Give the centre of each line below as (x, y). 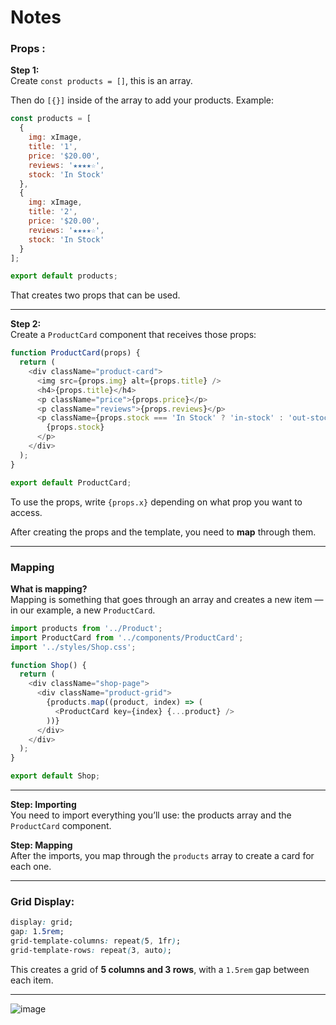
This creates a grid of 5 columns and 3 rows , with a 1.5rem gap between (160, 969)
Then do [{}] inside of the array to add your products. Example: (142, 100)
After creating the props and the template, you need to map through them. (163, 532)
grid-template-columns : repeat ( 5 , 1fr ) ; (96, 941)
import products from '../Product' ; (86, 628)
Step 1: (25, 70)
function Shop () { (48, 665)
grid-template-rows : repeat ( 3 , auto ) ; (91, 950)
